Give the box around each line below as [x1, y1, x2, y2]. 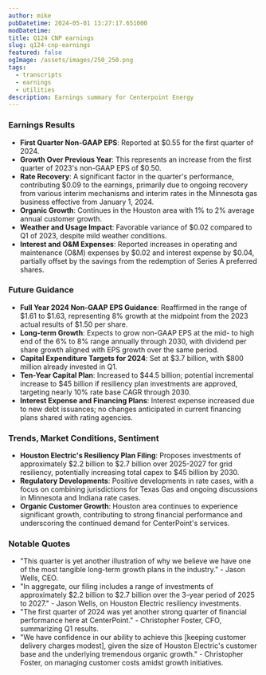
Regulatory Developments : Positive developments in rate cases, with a [19, 476, 254, 486]
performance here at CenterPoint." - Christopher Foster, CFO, [19, 615, 221, 626]
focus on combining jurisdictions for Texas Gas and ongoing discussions [19, 485, 258, 494]
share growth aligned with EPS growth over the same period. [19, 344, 219, 355]
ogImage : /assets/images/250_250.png [8, 57, 134, 65]
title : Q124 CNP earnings [8, 33, 94, 42]
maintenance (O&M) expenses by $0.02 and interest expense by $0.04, [19, 248, 255, 257]
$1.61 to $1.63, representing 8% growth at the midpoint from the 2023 [19, 311, 248, 320]
